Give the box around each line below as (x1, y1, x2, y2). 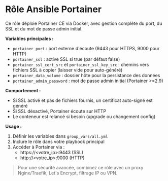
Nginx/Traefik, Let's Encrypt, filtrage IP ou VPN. (17, 170, 118, 176)
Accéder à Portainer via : (12, 143, 65, 150)
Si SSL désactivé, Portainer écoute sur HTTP (12, 108, 107, 114)
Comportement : (5, 87, 41, 93)
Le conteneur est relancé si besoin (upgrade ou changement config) (12, 113, 156, 120)
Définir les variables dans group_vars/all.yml (12, 133, 108, 139)
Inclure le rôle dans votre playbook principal (12, 138, 105, 144)
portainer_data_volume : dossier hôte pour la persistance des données (12, 72, 160, 78)
